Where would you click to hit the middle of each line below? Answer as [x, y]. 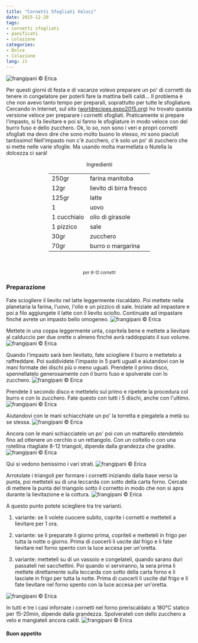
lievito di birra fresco [118, 188]
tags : [13, 23]
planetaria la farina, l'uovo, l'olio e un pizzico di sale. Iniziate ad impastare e [98, 306]
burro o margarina [115, 246]
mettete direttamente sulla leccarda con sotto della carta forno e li [95, 572]
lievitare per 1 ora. [36, 524]
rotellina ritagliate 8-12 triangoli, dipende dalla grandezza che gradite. [91, 446]
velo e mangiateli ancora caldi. [43, 620]
